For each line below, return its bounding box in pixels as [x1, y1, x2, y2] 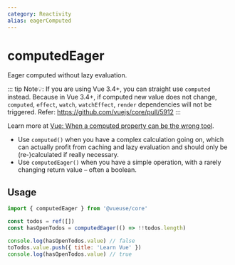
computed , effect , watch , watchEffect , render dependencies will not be [7, 100, 212, 109]
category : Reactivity [7, 10, 72, 18]
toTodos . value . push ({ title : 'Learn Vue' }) [7, 244, 142, 251]
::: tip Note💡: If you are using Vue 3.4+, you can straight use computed [7, 85, 211, 93]
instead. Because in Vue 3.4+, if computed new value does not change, [7, 93, 217, 102]
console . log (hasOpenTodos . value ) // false [7, 237, 135, 244]
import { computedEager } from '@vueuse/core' [7, 205, 148, 212]
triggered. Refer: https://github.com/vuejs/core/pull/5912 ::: [7, 108, 182, 117]
